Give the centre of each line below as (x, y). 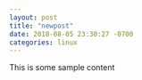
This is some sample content (62, 68)
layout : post (33, 17)
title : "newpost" (42, 26)
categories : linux (43, 42)
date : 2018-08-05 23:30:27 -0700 (71, 34)
